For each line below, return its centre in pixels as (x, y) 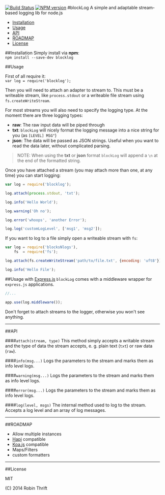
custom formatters (31, 455)
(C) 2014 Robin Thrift (26, 488)
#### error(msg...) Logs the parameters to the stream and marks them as (80, 390)
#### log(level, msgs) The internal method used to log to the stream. (76, 405)
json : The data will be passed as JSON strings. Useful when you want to (85, 141)
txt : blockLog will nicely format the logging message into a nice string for (86, 130)
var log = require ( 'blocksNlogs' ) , (41, 247)
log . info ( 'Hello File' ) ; (30, 269)
